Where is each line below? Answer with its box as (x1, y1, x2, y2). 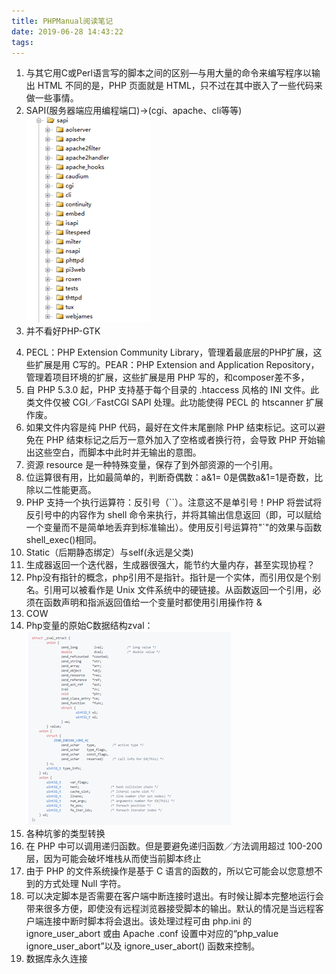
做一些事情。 (25, 92, 79, 104)
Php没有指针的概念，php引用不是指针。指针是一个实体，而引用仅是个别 (25, 571, 322, 584)
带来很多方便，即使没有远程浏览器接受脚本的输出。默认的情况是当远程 (25, 903, 316, 915)
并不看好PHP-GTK (25, 325, 101, 337)
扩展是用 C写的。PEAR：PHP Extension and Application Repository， (34, 359, 320, 371)
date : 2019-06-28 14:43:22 (11, 26, 124, 37)
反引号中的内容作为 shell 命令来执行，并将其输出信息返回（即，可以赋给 (25, 509, 323, 521)
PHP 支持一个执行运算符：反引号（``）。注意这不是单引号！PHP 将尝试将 (25, 496, 323, 509)
